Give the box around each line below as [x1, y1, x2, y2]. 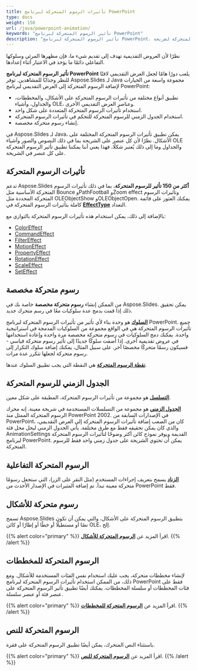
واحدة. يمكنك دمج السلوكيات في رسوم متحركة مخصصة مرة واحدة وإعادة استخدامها [6, 331, 189, 338]
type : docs [6, 14, 33, 20]
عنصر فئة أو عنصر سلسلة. [6, 590, 64, 597]
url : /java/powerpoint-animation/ [6, 25, 91, 31]
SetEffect [14, 268, 38, 275]
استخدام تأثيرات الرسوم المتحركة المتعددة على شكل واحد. [14, 107, 142, 113]
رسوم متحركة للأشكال [6, 499, 78, 509]
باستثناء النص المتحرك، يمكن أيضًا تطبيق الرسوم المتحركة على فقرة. [6, 641, 155, 648]
